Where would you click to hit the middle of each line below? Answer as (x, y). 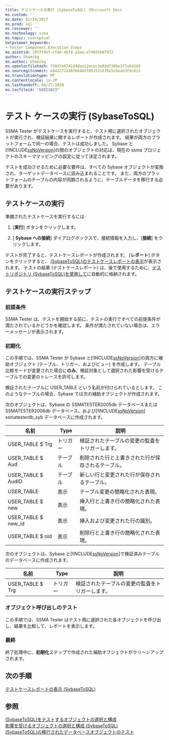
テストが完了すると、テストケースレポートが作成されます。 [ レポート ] (77, 255)
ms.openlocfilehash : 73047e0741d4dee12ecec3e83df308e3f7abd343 (73, 66)
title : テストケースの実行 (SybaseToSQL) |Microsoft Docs (64, 10)
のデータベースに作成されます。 (38, 560)
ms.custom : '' (20, 15)
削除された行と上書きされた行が (117, 458)
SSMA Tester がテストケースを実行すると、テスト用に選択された (72, 131)
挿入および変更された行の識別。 (117, 521)
